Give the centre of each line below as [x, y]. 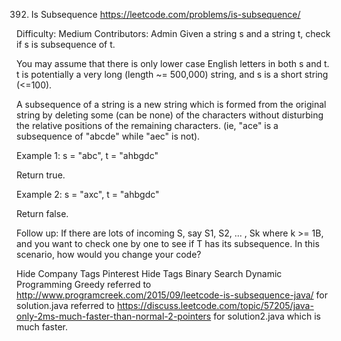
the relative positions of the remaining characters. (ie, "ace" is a [147, 125]
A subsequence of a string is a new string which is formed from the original [171, 104]
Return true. [41, 175]
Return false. [42, 213]
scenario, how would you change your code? [109, 254]
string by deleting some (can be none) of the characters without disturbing [170, 115]
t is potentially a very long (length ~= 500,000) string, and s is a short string [172, 74]
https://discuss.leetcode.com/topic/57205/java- [215, 305]
